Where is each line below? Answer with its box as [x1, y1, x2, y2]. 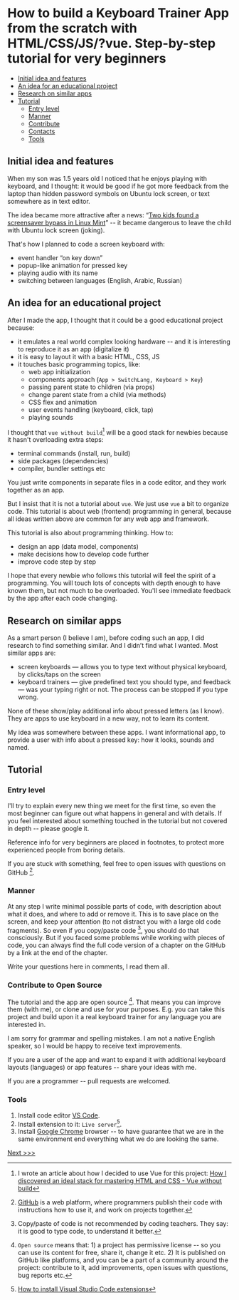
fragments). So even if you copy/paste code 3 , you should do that [7, 924, 199, 934]
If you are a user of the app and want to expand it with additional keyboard [7, 1056, 226, 1064]
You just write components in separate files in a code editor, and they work [7, 478, 227, 487]
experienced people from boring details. [7, 845, 126, 854]
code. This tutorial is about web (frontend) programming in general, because [7, 507, 232, 516]
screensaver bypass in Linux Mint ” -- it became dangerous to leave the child [7, 218, 232, 227]
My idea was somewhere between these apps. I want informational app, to [7, 728, 226, 737]
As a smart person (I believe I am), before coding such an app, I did [7, 634, 205, 642]
